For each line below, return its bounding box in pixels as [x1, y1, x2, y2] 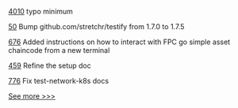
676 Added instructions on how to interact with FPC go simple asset [8, 37, 231, 47]
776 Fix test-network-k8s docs [8, 76, 109, 85]
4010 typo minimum [8, 7, 74, 16]
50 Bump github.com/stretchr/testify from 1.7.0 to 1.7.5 [8, 22, 185, 31]
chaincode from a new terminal [8, 46, 110, 54]
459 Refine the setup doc [8, 61, 91, 70]
